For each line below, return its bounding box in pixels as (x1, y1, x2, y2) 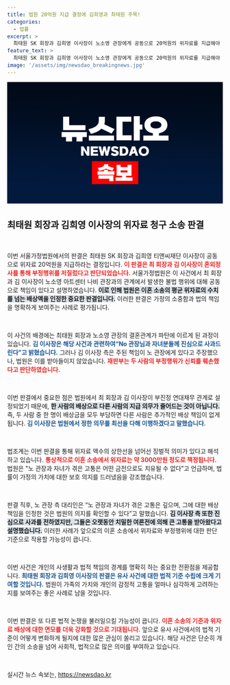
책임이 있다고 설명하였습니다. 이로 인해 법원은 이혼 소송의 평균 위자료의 (19, 286, 207, 295)
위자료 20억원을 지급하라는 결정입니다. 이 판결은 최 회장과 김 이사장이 (19, 260, 203, 269)
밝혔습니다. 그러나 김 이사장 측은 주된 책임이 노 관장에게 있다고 (28, 348, 195, 357)
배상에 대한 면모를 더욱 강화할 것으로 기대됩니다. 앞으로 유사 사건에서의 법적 (14, 625, 214, 633)
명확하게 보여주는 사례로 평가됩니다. (14, 303, 110, 312)
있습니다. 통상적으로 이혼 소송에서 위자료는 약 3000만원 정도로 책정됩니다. (19, 456, 217, 464)
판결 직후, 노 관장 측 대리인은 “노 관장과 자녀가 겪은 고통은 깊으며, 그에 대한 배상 (7, 501, 219, 509)
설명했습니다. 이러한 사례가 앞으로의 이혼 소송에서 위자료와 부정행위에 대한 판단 (7, 526, 218, 535)
